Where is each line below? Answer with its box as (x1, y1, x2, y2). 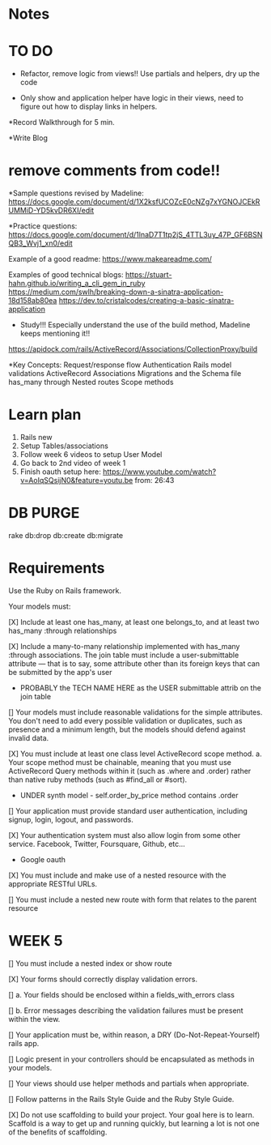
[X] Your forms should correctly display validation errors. (8, 974, 198, 984)
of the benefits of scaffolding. (8, 1127, 108, 1137)
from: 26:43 (134, 476, 175, 485)
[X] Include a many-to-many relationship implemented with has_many (8, 641, 240, 651)
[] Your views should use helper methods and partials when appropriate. (8, 1079, 249, 1088)
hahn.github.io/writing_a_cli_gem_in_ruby (8, 279, 146, 288)
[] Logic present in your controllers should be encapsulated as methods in (8, 1054, 255, 1064)
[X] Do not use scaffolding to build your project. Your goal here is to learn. (8, 1109, 255, 1119)
